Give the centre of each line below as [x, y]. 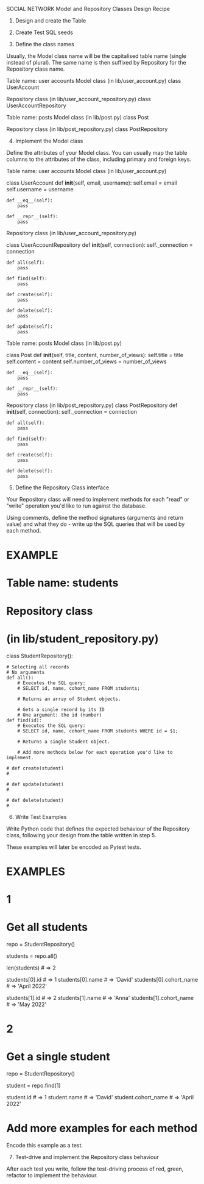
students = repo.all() [32, 955]
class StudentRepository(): [40, 656]
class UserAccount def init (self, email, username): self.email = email [92, 183]
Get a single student [58, 1057]
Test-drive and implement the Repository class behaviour [87, 1157]
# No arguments [26, 672]
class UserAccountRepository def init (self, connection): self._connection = [100, 245]
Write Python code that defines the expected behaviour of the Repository [98, 829]
